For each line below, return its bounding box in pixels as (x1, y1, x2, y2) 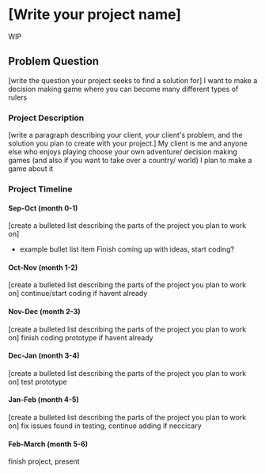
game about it (8, 164, 54, 173)
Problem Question (8, 55, 100, 68)
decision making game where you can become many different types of (8, 84, 239, 93)
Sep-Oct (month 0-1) (8, 203, 78, 213)
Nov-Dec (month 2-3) (8, 306, 81, 316)
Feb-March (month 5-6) (8, 439, 89, 449)
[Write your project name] (8, 6, 182, 24)
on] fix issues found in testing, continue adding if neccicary (8, 421, 202, 430)
